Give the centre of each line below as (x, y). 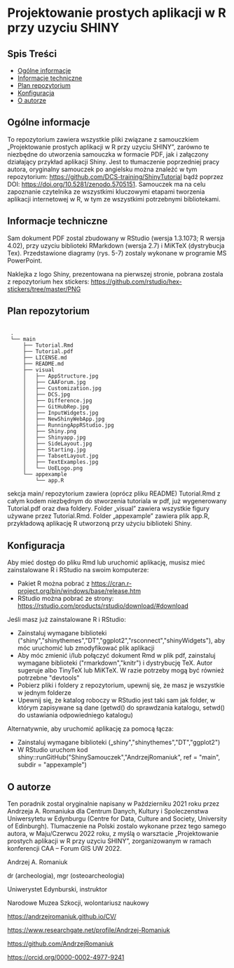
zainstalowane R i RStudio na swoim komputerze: (78, 570)
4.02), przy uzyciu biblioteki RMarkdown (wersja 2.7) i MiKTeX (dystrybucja (116, 245)
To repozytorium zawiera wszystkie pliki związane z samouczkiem (103, 139)
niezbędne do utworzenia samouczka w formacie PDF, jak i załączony (108, 154)
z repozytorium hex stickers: (48, 281)
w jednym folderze (44, 693)
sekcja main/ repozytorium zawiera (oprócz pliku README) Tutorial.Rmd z (114, 493)
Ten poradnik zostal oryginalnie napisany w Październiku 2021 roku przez (113, 804)
